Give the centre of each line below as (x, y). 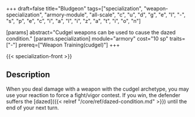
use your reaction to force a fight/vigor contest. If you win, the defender (93, 95)
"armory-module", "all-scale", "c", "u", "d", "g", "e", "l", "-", (115, 15)
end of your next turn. (33, 108)
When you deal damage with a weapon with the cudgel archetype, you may (98, 89)
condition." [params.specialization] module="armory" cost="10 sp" (87, 39)
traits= (178, 39)
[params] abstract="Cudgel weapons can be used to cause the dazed (91, 32)
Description (28, 75)
